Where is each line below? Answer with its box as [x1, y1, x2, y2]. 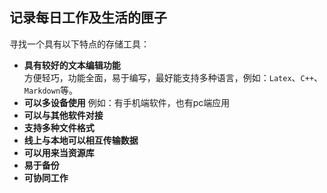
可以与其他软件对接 [23, 109, 104, 121]
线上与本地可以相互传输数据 [23, 134, 139, 146]
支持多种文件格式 [23, 121, 95, 133]
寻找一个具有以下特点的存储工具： [9, 38, 150, 50]
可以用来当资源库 [23, 146, 95, 158]
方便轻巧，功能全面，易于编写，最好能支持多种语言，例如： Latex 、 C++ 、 [23, 71, 324, 83]
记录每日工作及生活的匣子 [9, 9, 167, 27]
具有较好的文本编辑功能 [23, 59, 121, 71]
